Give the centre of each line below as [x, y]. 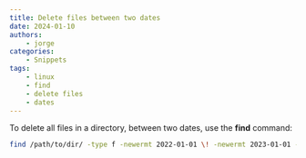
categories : [32, 52]
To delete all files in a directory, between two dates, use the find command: [151, 128]
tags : [20, 69]
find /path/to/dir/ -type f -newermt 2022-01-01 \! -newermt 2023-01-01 [150, 145]
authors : [26, 35]
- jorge [40, 43]
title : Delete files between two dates [85, 18]
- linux [40, 77]
